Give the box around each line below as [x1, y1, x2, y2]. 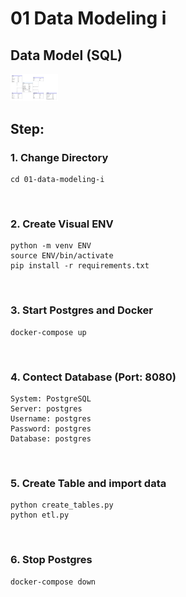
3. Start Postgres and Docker [10, 303, 153, 317]
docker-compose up [10, 327, 87, 337]
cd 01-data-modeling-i [10, 175, 105, 185]
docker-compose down [10, 577, 97, 587]
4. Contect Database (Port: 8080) [10, 370, 177, 384]
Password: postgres [10, 423, 92, 434]
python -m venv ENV [10, 241, 92, 251]
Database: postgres [10, 433, 92, 444]
